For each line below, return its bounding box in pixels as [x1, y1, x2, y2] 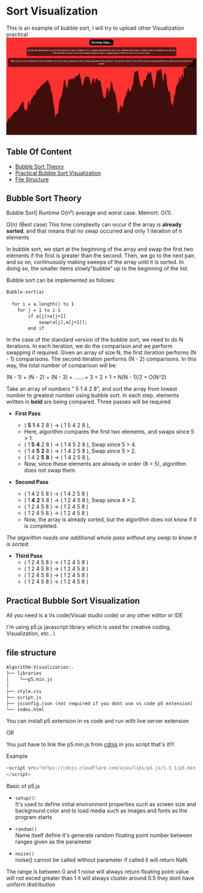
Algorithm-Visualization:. [6, 665, 74, 671]
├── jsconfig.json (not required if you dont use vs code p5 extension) [6, 701, 193, 707]
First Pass [14, 410, 41, 417]
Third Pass [14, 553, 43, 560]
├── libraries [6, 671, 42, 677]
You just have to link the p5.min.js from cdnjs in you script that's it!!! [6, 741, 175, 748]
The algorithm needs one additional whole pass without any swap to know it [6, 534, 197, 542]
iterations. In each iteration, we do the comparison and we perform [6, 342, 173, 350]
